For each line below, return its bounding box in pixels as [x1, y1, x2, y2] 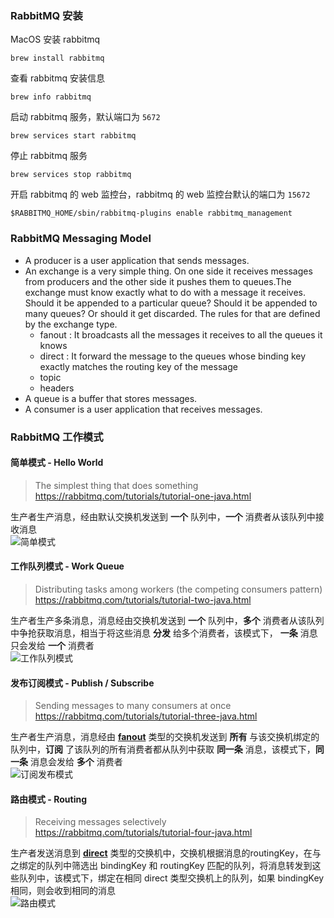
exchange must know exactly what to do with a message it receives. [24, 286, 307, 298]
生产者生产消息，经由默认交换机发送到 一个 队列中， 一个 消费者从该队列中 [10, 510, 316, 522]
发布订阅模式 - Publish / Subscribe [10, 677, 155, 689]
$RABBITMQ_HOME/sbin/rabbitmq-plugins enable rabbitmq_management [10, 208, 293, 219]
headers [39, 382, 75, 394]
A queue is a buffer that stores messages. [24, 392, 198, 404]
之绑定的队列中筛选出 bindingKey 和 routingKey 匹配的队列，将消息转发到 [10, 860, 313, 872]
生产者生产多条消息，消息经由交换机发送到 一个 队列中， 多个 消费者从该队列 [10, 614, 325, 626]
